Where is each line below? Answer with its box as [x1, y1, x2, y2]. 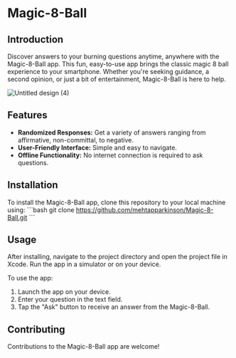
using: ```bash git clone [7, 205, 75, 214]
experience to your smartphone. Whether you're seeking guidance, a [7, 68, 210, 75]
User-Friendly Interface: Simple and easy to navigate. [17, 143, 178, 152]
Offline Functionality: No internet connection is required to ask [17, 151, 203, 159]
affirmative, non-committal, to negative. [17, 135, 134, 144]
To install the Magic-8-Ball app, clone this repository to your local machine [7, 198, 226, 206]
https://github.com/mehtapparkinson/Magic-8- [75, 205, 214, 214]
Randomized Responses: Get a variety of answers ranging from [17, 128, 206, 137]
